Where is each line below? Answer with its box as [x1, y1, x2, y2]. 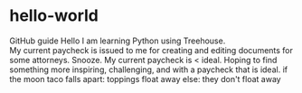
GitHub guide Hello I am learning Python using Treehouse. [9, 35, 226, 46]
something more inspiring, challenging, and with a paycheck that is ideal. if [9, 64, 288, 75]
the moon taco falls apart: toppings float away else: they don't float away [9, 73, 282, 84]
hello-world [9, 5, 99, 26]
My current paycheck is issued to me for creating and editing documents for [9, 44, 294, 55]
